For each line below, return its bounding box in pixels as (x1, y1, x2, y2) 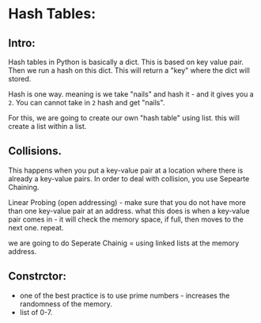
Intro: (8, 36, 36, 50)
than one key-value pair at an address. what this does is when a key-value (8, 206, 250, 215)
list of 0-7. (19, 307, 53, 317)
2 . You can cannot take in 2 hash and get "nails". (8, 98, 165, 107)
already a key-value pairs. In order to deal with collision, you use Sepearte (8, 173, 250, 183)
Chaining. (8, 182, 40, 192)
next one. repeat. (8, 222, 64, 232)
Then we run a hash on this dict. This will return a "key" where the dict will (8, 66, 251, 75)
